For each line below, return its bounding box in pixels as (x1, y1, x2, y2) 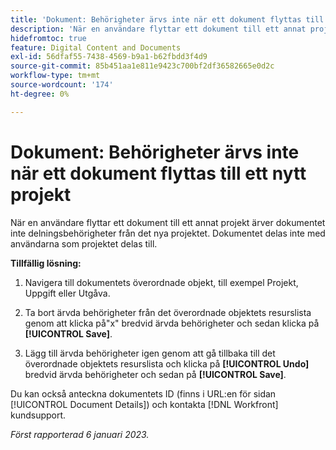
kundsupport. (10, 409, 67, 421)
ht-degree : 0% (10, 89, 70, 99)
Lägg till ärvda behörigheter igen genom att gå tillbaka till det (24, 347, 276, 359)
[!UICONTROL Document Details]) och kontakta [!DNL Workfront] (10, 398, 279, 410)
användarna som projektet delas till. (10, 237, 158, 250)
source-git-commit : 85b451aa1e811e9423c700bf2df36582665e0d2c (10, 61, 275, 71)
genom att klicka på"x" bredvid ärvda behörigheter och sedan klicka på (24, 317, 320, 329)
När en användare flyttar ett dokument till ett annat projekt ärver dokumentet (10, 216, 326, 228)
